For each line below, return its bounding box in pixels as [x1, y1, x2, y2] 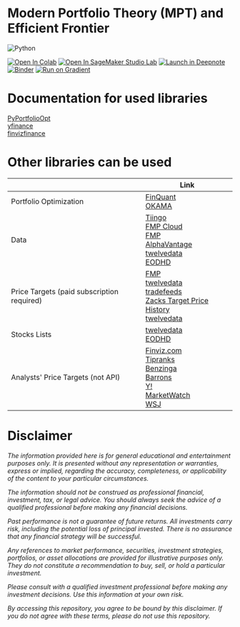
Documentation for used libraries [7, 91, 209, 106]
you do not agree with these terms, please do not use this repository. [7, 611, 211, 620]
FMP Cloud [145, 221, 183, 231]
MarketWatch [145, 390, 191, 400]
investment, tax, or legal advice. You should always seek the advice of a [7, 495, 221, 504]
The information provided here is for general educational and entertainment [7, 451, 231, 460]
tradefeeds [145, 286, 182, 296]
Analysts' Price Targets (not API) [11, 372, 121, 382]
